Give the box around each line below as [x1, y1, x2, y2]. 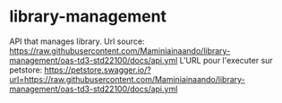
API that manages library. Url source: [9, 36, 145, 47]
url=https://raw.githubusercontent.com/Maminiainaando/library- [9, 73, 246, 84]
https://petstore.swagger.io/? [44, 64, 152, 75]
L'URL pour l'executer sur [179, 55, 273, 65]
